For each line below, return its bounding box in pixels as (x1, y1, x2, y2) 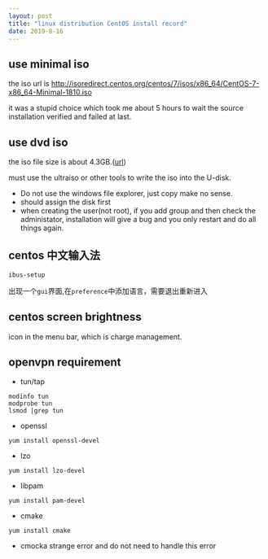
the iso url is (8, 79, 50, 89)
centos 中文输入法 (8, 249, 101, 263)
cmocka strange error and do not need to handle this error (20, 541, 217, 551)
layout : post (8, 11, 53, 20)
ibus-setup (8, 270, 46, 279)
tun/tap (20, 377, 46, 386)
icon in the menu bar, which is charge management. (8, 331, 182, 342)
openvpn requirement (8, 356, 121, 369)
